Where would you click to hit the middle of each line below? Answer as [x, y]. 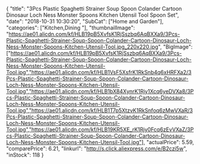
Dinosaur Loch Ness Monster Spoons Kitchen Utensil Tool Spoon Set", [93, 15]
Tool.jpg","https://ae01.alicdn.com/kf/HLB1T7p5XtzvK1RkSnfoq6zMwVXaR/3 [99, 110]
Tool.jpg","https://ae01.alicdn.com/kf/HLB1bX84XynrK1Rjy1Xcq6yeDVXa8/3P [100, 91]
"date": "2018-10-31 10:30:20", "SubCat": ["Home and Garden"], [85, 21]
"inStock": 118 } [25, 155]
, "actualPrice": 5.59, [168, 142]
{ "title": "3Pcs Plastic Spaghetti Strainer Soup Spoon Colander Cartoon [94, 9]
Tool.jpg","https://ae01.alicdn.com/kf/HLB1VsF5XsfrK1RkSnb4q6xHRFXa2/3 [99, 72]
